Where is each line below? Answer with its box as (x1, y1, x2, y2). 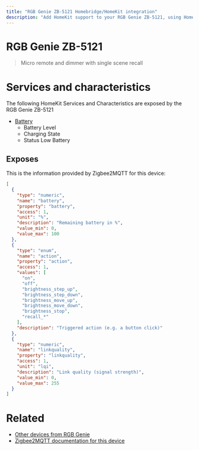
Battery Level (23, 124, 56, 131)
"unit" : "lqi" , (17, 364, 54, 370)
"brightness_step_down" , (21, 292, 84, 298)
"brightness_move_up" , (21, 297, 78, 303)
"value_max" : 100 (17, 231, 60, 237)
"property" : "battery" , (17, 203, 76, 209)
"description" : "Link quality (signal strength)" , (17, 369, 145, 375)
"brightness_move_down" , (21, 303, 84, 309)
